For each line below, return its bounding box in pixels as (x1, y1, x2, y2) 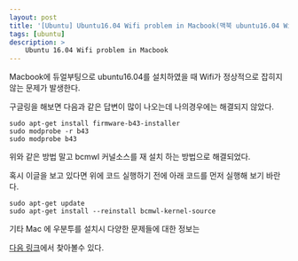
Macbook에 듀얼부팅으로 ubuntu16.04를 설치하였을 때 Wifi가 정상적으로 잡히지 (9, 72, 283, 83)
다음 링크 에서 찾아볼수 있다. (9, 242, 105, 253)
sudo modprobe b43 (9, 135, 77, 144)
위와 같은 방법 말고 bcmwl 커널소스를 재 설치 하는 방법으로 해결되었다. (9, 152, 251, 162)
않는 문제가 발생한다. (9, 83, 81, 93)
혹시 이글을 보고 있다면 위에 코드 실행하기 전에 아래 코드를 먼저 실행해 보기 (9, 170, 264, 181)
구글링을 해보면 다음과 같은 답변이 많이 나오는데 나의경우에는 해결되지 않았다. (9, 101, 275, 112)
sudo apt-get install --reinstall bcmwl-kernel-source (9, 207, 216, 216)
